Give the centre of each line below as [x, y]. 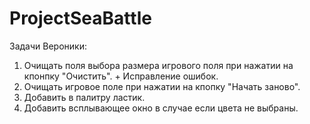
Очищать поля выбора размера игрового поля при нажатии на [158, 65]
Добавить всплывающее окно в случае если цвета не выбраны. [161, 108]
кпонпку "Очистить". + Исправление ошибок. [121, 76]
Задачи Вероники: [48, 46]
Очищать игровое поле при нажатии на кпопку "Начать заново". [162, 86]
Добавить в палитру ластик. [84, 97]
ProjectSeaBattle [80, 18]
